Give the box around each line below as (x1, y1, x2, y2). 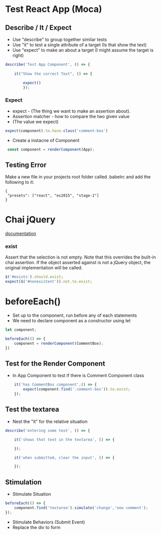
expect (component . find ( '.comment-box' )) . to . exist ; (23, 387, 131, 392)
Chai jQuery (5, 214, 56, 225)
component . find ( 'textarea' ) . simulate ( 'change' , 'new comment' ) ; (14, 505, 149, 510)
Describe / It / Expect (5, 23, 72, 32)
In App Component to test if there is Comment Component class (12, 373, 145, 379)
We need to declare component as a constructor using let (12, 318, 131, 324)
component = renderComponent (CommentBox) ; (14, 341, 104, 346)
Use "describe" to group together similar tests (12, 36, 107, 42)
